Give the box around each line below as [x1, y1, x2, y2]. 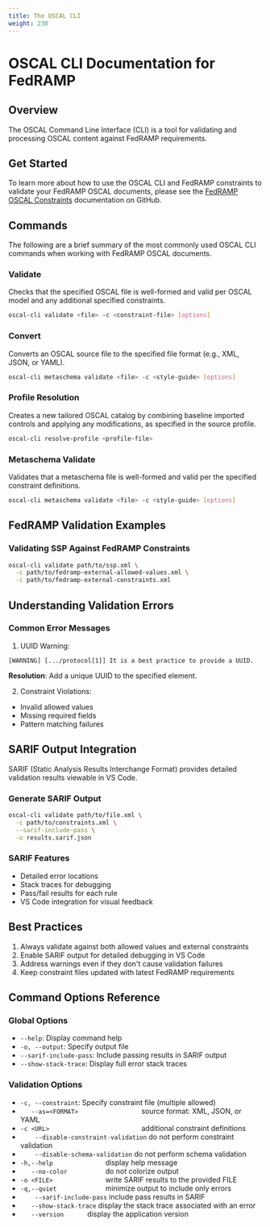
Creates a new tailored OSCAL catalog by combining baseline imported [8, 410, 244, 420]
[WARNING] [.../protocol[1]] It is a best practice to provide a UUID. [8, 656, 254, 664]
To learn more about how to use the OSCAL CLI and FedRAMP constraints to [8, 178, 262, 188]
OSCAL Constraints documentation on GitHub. [8, 195, 162, 205]
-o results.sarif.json [15, 833, 92, 842]
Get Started [8, 157, 68, 170]
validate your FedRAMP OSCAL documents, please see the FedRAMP [8, 186, 239, 196]
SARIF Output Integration [8, 743, 137, 756]
